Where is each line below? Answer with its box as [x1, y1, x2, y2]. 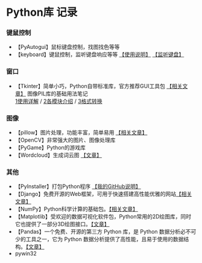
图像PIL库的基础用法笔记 [27, 90, 89, 97]
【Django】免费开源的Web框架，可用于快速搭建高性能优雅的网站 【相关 [14, 191, 192, 198]
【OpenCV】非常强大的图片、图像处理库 [14, 136, 116, 144]
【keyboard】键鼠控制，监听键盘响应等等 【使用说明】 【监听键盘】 [14, 51, 185, 58]
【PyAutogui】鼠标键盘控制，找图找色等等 [14, 43, 120, 51]
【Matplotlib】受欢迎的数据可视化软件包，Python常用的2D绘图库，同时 [14, 213, 192, 220]
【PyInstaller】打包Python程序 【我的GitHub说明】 [14, 183, 141, 190]
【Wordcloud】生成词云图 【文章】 [14, 151, 103, 159]
